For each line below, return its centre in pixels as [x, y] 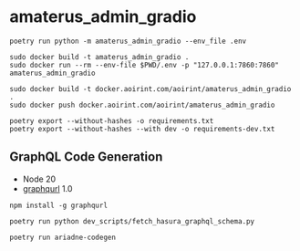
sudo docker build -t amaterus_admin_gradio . [99, 57]
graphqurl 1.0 [47, 188]
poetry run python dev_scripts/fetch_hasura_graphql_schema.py [132, 221]
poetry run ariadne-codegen [63, 237]
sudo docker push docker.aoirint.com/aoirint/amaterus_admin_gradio [142, 105]
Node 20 [39, 179]
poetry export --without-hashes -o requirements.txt [112, 120]
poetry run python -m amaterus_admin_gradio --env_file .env [128, 41]
